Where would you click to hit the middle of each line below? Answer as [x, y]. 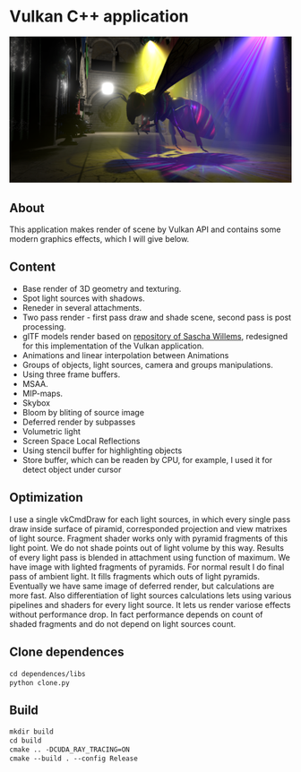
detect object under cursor [72, 469]
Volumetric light [51, 431]
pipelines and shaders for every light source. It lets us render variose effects [150, 605]
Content [33, 267]
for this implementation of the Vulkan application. [113, 346]
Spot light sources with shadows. [83, 298]
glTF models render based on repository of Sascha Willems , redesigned [155, 336]
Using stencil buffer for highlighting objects [102, 450]
